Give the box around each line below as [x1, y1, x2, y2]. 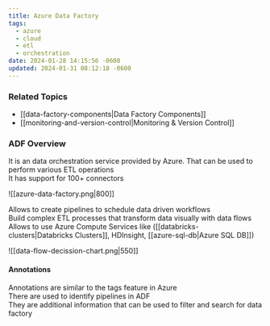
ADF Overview [8, 138, 66, 149]
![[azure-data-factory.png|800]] [8, 189, 115, 199]
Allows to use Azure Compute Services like [8, 222, 152, 232]
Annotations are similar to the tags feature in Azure [8, 282, 177, 292]
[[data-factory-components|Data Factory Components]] [19, 110, 206, 119]
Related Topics [8, 90, 69, 102]
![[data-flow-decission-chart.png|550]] [8, 246, 139, 256]
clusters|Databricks [8, 231, 73, 240]
